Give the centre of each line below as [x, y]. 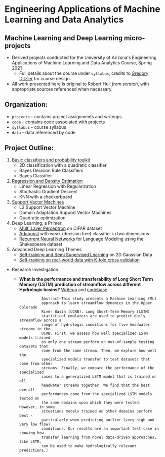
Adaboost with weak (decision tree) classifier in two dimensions [84, 233]
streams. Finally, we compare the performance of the [98, 368]
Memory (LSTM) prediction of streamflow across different [80, 284]
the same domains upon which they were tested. [91, 403]
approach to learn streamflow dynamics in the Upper [97, 303]
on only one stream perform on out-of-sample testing [98, 342]
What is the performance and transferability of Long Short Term [86, 279]
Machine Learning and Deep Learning [64, 38]
